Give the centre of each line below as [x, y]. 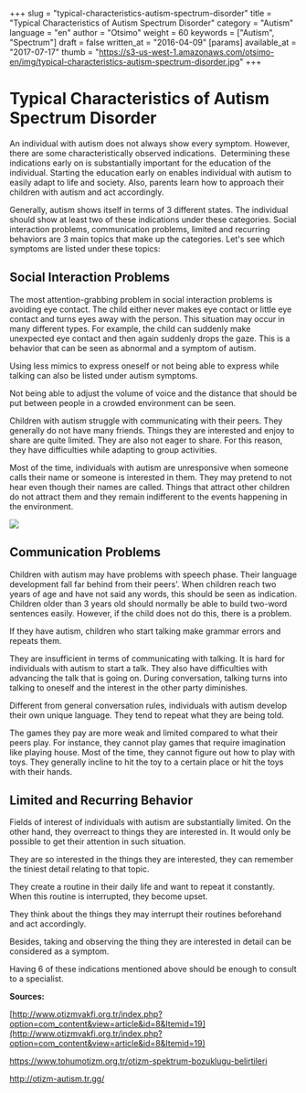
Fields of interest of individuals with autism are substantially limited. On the [150, 822]
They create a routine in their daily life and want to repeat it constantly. [142, 887]
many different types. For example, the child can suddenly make [130, 328]
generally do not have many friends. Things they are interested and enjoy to [152, 430]
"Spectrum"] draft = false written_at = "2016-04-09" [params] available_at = [153, 42]
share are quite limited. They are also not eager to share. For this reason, [146, 440]
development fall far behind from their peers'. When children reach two [143, 584]
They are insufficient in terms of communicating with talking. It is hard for [148, 659]
